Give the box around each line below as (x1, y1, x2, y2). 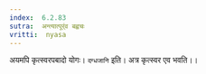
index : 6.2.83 (9, 13, 67, 23)
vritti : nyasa (9, 30, 67, 39)
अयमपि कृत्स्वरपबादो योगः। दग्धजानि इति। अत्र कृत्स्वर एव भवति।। (9, 55, 199, 66)
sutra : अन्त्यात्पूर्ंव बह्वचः (9, 22, 85, 31)
